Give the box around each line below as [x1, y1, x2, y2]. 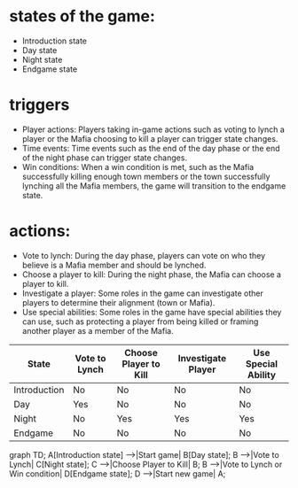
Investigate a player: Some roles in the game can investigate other [21, 288, 264, 298]
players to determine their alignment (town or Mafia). [21, 297, 216, 307]
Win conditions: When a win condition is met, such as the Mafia [21, 161, 255, 172]
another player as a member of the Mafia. [21, 325, 175, 336]
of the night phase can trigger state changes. [21, 152, 188, 163]
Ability [247, 368, 277, 381]
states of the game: [9, 6, 155, 27]
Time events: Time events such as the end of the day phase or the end [21, 143, 281, 153]
